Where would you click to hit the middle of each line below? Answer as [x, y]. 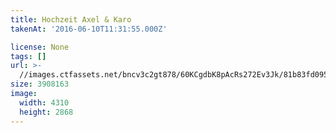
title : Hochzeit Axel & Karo [71, 19]
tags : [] [28, 56]
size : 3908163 [40, 84]
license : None [40, 47]
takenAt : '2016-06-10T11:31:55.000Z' [89, 29]
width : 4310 [44, 102]
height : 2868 [46, 112]
